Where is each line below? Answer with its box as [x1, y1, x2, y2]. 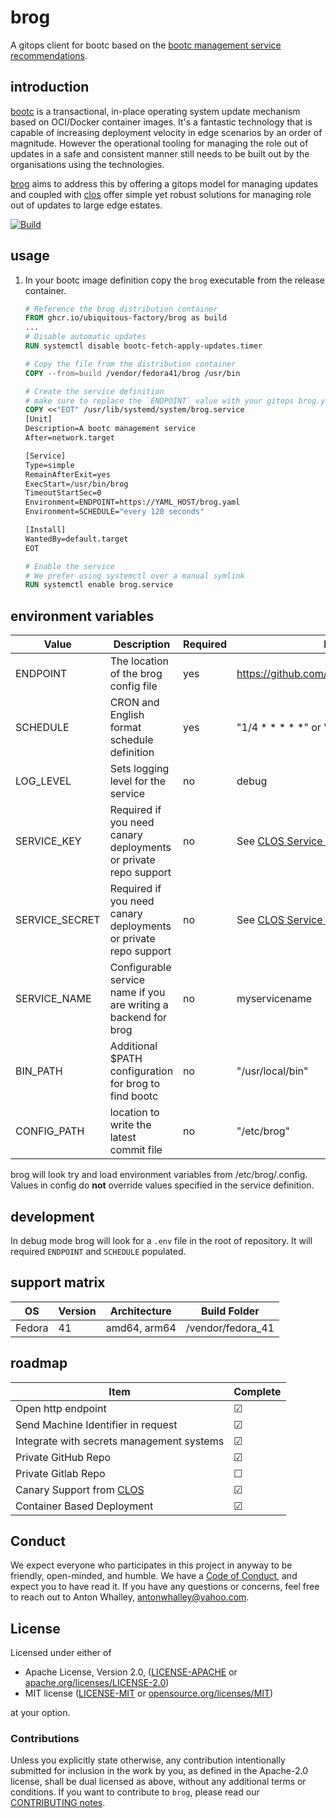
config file [109, 679, 158, 693]
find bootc [109, 1089, 159, 1103]
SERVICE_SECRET [15, 913, 101, 927]
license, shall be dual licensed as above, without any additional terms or [10, 1776, 307, 1788]
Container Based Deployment [15, 1499, 154, 1513]
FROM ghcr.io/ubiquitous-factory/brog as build [24, 313, 227, 323]
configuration [109, 1064, 174, 1078]
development [10, 1208, 95, 1225]
